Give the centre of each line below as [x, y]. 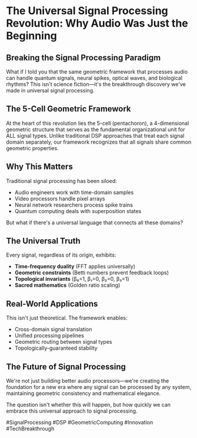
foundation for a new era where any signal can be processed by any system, [99, 387]
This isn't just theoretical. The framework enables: [67, 318]
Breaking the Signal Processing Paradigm [84, 57]
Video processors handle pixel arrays [60, 198]
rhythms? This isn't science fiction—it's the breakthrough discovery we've [96, 84]
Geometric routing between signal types [63, 342]
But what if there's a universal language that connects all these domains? [95, 223]
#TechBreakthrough [30, 429]
